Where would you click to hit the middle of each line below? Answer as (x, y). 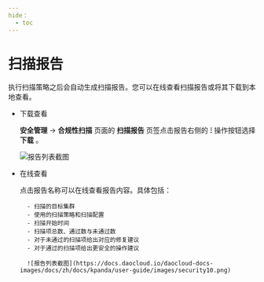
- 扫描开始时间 (48, 223)
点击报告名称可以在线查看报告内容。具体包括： (95, 190)
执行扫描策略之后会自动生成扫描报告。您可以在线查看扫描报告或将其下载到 (128, 87)
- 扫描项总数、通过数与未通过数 (71, 232)
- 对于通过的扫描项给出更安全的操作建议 (83, 248)
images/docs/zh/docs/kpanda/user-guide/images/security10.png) (125, 271)
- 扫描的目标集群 (51, 207)
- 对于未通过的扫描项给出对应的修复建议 (83, 240)
